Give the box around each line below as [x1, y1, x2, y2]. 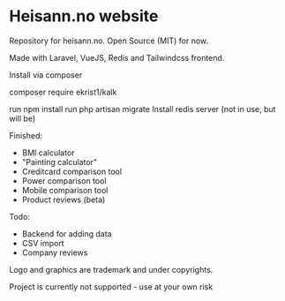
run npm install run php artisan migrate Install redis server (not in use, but [9, 103, 276, 114]
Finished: [9, 130, 42, 140]
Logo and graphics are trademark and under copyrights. [9, 264, 214, 275]
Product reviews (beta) [21, 194, 106, 205]
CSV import [21, 237, 64, 248]
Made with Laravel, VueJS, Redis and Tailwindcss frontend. [9, 52, 225, 63]
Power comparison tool [21, 175, 108, 186]
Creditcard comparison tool [21, 166, 122, 177]
